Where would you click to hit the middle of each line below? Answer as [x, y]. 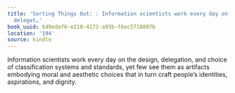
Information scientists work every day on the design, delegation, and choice [117, 59]
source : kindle [30, 40]
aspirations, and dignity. [42, 82]
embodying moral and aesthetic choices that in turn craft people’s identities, [118, 75]
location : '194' [31, 33]
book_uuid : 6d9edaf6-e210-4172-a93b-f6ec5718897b [82, 27]
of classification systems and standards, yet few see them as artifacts [108, 67]
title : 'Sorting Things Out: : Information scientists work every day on [118, 14]
